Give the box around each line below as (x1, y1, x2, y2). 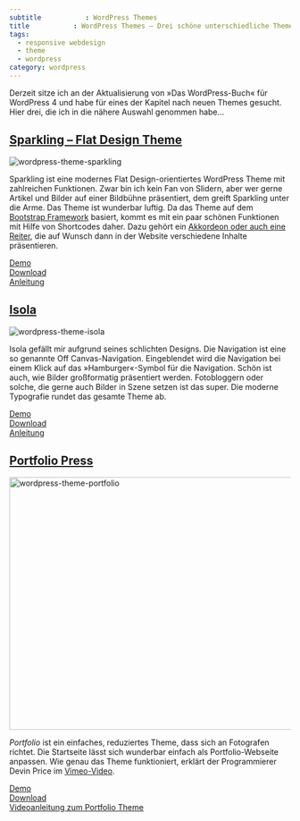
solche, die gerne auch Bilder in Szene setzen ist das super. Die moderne (9, 381, 279, 392)
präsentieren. (9, 240, 59, 250)
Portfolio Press (9, 453, 94, 468)
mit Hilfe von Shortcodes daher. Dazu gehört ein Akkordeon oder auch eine (9, 221, 286, 232)
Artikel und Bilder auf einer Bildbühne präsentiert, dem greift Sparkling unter (9, 192, 290, 203)
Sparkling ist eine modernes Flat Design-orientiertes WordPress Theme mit (9, 174, 286, 184)
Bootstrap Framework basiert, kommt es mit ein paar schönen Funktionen (9, 211, 279, 222)
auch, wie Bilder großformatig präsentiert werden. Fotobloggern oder (9, 372, 263, 383)
